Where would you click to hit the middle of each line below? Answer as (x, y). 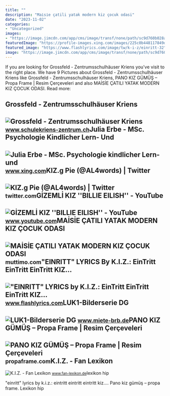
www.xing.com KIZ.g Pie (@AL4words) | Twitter (78, 170)
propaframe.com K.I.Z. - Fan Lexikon (59, 361)
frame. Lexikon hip (25, 388)
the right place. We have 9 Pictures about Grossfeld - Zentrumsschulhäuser (84, 72)
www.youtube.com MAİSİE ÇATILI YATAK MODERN (81, 221)
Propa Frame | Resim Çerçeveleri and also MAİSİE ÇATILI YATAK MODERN (82, 83)
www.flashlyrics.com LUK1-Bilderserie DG (67, 303)
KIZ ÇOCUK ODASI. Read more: (38, 88)
